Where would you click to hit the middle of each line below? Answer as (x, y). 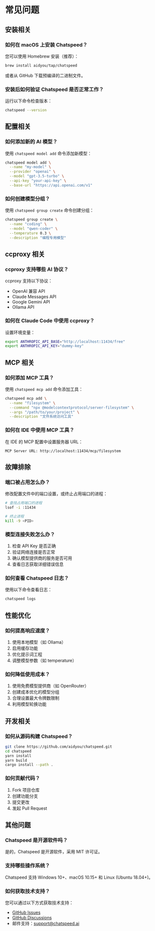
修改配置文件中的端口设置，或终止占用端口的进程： (56, 494)
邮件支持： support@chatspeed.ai (46, 923)
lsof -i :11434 (20, 508)
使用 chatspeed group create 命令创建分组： (49, 210)
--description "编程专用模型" (38, 238)
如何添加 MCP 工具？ (30, 378)
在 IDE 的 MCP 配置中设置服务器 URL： (44, 442)
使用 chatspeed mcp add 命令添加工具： (44, 389)
